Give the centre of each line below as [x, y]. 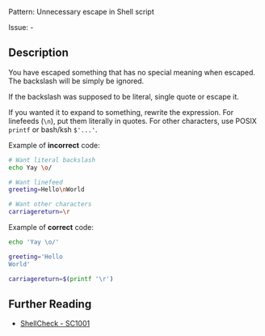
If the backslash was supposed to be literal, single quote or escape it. [124, 96]
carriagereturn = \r [39, 212]
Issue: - [21, 27]
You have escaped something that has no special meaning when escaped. [132, 72]
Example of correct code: [51, 228]
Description [38, 53]
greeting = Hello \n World [46, 189]
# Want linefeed [36, 182]
